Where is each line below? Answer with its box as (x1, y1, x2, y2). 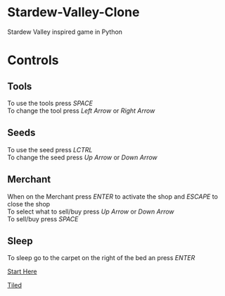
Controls (7, 52, 59, 68)
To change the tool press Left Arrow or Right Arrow (7, 106, 155, 115)
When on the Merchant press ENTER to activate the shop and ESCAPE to (7, 192, 218, 201)
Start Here (7, 267, 37, 276)
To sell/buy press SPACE (7, 214, 79, 223)
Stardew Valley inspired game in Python (7, 27, 123, 36)
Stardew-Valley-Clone (7, 4, 140, 20)
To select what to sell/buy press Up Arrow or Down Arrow (7, 207, 174, 216)
